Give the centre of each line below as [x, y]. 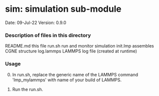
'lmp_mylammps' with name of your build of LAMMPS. [67, 80]
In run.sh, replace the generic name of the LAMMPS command [75, 74]
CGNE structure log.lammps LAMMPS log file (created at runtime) [71, 51]
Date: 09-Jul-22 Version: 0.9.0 [36, 23]
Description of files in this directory [48, 35]
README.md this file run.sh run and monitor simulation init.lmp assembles [79, 46]
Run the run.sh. [27, 89]
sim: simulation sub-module [63, 9]
